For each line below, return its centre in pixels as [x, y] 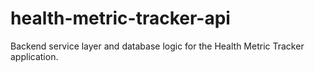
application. [34, 56]
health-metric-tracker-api [120, 18]
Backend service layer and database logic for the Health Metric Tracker [157, 46]
